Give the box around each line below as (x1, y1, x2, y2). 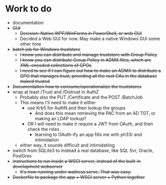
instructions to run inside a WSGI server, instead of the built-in (12, 158, 141, 164)
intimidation (34, 136, 59, 143)
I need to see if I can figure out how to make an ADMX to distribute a (19, 67, 161, 73)
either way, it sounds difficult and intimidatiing (19, 142, 115, 148)
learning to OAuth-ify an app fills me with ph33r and (34, 131, 142, 137)
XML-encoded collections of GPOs (19, 62, 91, 68)
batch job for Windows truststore (12, 46, 81, 52)
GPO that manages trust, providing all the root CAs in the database (19, 73, 157, 79)
